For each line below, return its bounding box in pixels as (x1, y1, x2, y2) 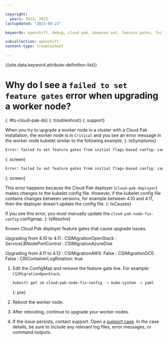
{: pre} (12, 289, 26, 295)
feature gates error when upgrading (5, 90, 158, 102)
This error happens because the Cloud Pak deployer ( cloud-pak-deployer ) (5, 185, 157, 191)
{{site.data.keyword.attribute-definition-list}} (5, 62, 97, 68)
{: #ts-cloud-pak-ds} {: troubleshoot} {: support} (5, 117, 105, 123)
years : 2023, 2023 (9, 16, 48, 22)
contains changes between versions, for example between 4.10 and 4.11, (5, 195, 154, 201)
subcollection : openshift (5, 39, 59, 44)
